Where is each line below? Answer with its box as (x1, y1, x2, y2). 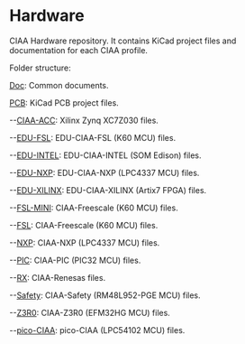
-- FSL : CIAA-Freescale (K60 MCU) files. (9, 219, 159, 230)
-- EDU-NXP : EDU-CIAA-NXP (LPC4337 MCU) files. (9, 167, 200, 178)
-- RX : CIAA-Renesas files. (9, 272, 106, 283)
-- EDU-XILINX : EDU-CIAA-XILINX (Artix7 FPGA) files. (9, 184, 207, 195)
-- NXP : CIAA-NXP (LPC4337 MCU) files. (9, 237, 160, 248)
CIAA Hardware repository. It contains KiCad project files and (9, 35, 237, 46)
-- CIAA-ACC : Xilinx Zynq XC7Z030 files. (9, 115, 159, 126)
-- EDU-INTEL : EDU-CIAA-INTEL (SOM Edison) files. (9, 150, 202, 161)
